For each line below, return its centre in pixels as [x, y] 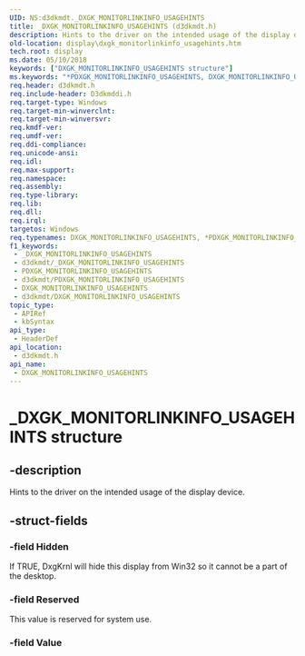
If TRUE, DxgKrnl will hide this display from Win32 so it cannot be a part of [148, 567]
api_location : [36, 347]
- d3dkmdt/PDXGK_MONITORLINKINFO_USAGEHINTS [98, 280]
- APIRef [30, 313]
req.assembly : [36, 187]
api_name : [28, 364]
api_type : [28, 331]
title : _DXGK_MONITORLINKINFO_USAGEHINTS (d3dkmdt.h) [113, 26]
